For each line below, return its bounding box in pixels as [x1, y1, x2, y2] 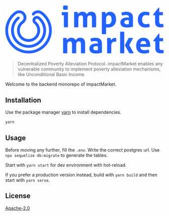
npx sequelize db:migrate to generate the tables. [5, 152, 108, 158]
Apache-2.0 [5, 205, 30, 211]
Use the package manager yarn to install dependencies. [5, 109, 122, 115]
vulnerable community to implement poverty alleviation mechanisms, [17, 66, 161, 72]
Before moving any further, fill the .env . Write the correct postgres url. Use [5, 147, 160, 153]
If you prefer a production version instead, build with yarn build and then [5, 172, 158, 178]
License [5, 192, 31, 200]
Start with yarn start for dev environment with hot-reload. [5, 162, 127, 168]
